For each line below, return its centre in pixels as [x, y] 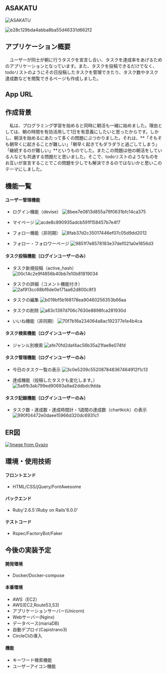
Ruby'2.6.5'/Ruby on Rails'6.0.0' [45, 510]
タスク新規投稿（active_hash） [44, 268]
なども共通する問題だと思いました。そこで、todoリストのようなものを [86, 156]
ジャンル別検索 [28, 345]
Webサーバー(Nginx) [33, 617]
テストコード [18, 522]
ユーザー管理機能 [23, 200]
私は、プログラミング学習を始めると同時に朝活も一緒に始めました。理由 [83, 125]
